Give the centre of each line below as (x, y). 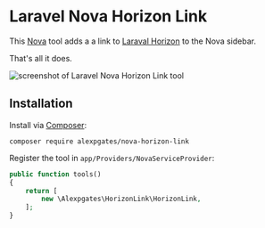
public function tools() (55, 174)
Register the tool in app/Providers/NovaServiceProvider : (112, 158)
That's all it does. (41, 58)
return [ (41, 191)
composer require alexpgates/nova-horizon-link (99, 141)
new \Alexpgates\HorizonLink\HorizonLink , (121, 199)
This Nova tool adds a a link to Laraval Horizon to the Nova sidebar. (133, 41)
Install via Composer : (48, 125)
